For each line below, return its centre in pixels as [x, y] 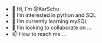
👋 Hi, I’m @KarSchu [35, 9]
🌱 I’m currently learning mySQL [50, 21]
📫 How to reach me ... [39, 34]
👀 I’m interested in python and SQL [54, 15]
